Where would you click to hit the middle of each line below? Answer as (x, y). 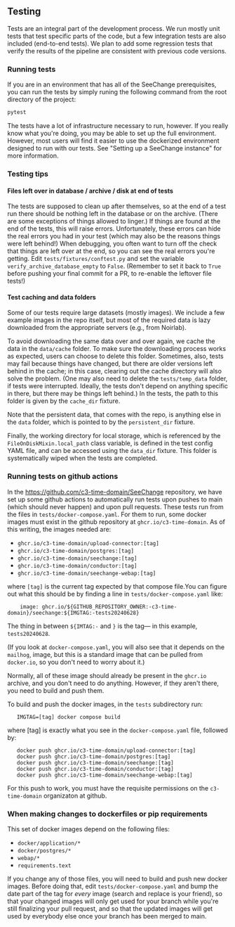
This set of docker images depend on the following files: (89, 829)
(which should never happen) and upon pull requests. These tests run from (116, 506)
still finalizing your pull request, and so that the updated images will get (110, 908)
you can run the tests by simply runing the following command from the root (117, 92)
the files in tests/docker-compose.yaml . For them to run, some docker (107, 514)
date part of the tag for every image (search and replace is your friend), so (115, 893)
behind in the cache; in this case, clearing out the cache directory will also (115, 371)
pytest (17, 113)
